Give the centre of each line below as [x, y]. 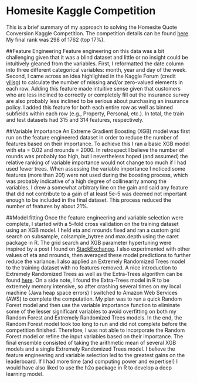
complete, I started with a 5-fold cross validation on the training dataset [92, 224]
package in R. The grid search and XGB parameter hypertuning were [89, 242]
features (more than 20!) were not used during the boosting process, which [97, 175]
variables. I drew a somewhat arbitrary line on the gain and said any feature [97, 187]
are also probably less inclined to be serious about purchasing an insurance [98, 101]
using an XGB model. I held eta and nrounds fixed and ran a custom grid [93, 230]
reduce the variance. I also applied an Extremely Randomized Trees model [96, 261]
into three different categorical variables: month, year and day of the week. [96, 69]
